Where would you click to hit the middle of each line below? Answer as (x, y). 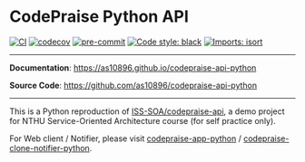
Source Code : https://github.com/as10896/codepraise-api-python (133, 85)
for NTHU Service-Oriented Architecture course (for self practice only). (143, 120)
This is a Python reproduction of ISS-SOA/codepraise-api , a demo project (147, 111)
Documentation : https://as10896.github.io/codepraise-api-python (133, 67)
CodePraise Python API (99, 17)
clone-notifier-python (50, 148)
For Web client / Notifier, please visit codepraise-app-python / (126, 138)
